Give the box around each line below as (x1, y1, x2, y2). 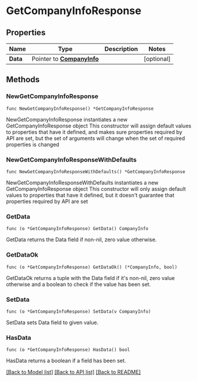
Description (104, 45, 138, 53)
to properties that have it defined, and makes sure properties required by (6, 128, 182, 136)
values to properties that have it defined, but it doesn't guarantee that (6, 191, 175, 198)
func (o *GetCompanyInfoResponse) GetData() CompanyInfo (6, 226, 149, 232)
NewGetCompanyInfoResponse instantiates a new (6, 116, 128, 123)
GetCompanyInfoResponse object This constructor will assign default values (6, 122, 192, 129)
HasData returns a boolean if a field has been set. (6, 357, 126, 365)
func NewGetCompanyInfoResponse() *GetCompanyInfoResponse (6, 106, 154, 112)
